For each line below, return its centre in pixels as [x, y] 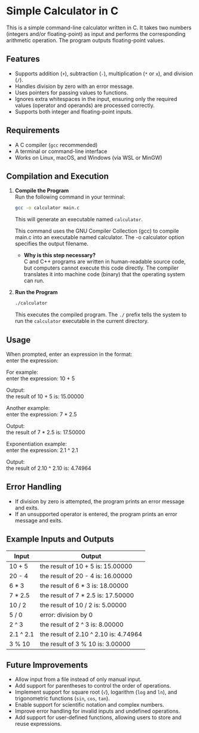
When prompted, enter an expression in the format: [69, 354]
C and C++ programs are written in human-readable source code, [105, 262]
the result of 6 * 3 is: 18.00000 [84, 585]
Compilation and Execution [57, 176]
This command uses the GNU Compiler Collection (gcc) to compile [97, 231]
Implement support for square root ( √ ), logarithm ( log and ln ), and [96, 692]
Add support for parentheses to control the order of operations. [93, 686]
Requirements [33, 131]
